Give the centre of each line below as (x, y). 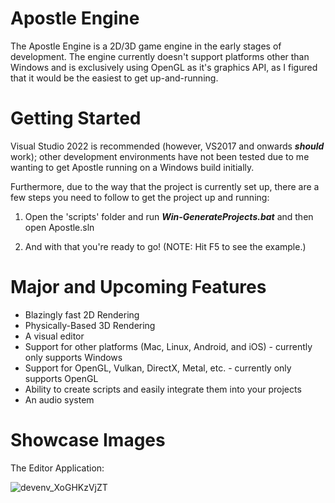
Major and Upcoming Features (138, 287)
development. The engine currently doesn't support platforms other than (160, 56)
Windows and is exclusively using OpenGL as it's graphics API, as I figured (164, 67)
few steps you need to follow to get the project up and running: (140, 197)
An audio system (59, 399)
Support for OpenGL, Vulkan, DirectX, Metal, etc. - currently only (158, 368)
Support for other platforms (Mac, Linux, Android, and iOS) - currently (168, 346)
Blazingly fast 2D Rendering (82, 314)
